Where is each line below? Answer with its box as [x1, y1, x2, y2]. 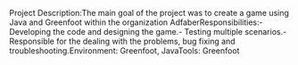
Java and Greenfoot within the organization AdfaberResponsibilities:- [9, 17, 263, 28]
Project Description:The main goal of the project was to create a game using [9, 8, 290, 18]
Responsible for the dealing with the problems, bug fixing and [9, 36, 236, 46]
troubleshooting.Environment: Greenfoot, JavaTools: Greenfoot [9, 45, 240, 56]
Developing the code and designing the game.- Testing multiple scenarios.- [9, 27, 287, 37]
